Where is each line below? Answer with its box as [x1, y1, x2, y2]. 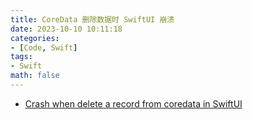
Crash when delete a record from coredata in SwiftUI [24, 97, 243, 110]
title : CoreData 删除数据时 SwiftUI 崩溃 [10, 14, 175, 25]
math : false [10, 71, 60, 81]
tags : [10, 52, 33, 62]
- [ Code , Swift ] [10, 42, 78, 53]
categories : [10, 33, 60, 43]
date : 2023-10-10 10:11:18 [10, 24, 123, 34]
